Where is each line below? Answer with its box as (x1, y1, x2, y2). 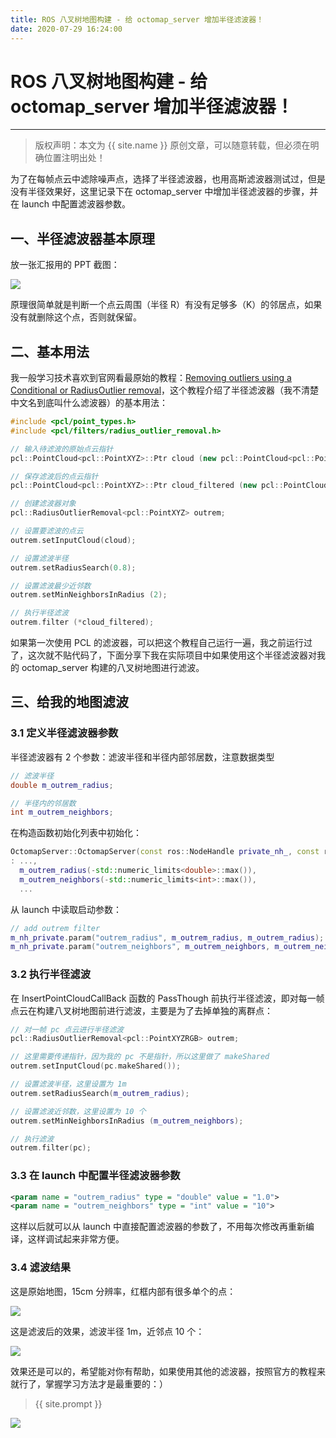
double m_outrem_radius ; (10, 780, 114, 790)
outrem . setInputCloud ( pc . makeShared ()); (10, 1061, 182, 1071)
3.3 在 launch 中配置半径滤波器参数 (10, 1169, 181, 1183)
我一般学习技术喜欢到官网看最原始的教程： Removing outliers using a (10, 372, 292, 384)
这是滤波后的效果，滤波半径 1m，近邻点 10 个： (10, 1325, 205, 1337)
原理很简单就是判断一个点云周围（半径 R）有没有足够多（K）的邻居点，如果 (10, 299, 323, 311)
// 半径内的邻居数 (10, 798, 77, 808)
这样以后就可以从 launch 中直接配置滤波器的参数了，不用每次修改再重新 (10, 1221, 306, 1233)
